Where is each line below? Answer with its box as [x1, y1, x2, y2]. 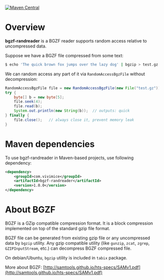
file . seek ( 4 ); [14, 99, 42, 104]
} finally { [5, 113, 29, 118]
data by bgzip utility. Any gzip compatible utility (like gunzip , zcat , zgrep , [5, 240, 150, 246]
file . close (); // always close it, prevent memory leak [14, 117, 134, 122]
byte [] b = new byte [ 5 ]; [14, 94, 64, 100]
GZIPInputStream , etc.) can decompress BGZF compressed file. [5, 245, 132, 251]
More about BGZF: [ [5, 264, 45, 270]
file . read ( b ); [14, 104, 42, 109]
